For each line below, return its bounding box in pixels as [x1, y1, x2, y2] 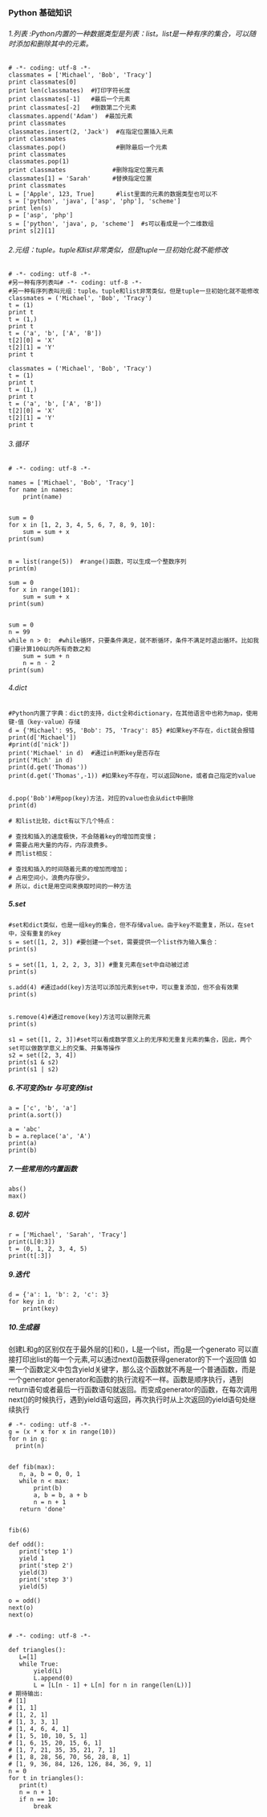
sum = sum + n [22, 652, 70, 660]
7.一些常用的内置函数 [8, 1164, 78, 1174]
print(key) [22, 1305, 59, 1313]
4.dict [8, 683, 28, 693]
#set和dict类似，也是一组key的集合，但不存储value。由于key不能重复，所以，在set [8, 921, 255, 929]
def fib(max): [8, 1462, 56, 1471]
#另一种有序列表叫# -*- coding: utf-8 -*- [8, 279, 143, 287]
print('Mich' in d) [8, 756, 74, 764]
